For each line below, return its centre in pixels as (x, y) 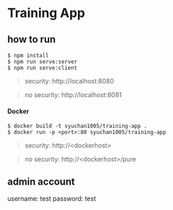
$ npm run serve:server (43, 62)
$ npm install (28, 55)
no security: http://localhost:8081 (73, 95)
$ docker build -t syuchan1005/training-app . (77, 126)
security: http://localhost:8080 (69, 81)
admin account (41, 181)
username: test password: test (52, 199)
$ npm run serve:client (43, 68)
